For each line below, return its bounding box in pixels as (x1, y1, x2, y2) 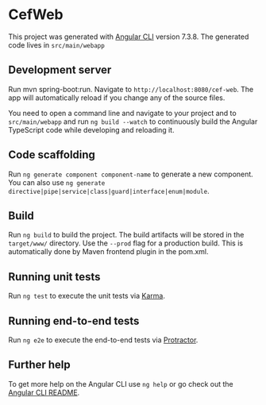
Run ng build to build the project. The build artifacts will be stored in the (8, 230, 245, 240)
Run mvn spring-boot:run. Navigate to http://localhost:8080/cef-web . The (8, 84, 254, 94)
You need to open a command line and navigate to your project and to (8, 108, 237, 118)
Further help (8, 358, 71, 372)
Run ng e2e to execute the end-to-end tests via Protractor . (8, 335, 199, 345)
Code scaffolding (8, 148, 95, 162)
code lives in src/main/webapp (8, 40, 105, 49)
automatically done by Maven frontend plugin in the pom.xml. (8, 247, 209, 256)
